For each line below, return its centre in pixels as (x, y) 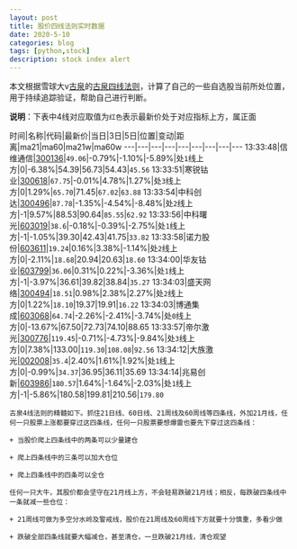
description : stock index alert (70, 59)
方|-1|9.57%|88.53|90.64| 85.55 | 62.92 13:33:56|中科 (104, 214)
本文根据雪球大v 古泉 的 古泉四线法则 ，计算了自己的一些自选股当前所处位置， (149, 86)
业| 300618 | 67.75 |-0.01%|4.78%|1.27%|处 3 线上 (95, 180)
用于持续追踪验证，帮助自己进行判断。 (80, 97)
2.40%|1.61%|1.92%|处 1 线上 (123, 360)
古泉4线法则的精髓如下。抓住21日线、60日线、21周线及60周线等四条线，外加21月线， (145, 413)
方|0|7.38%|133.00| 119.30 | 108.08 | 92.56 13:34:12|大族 (108, 349)
